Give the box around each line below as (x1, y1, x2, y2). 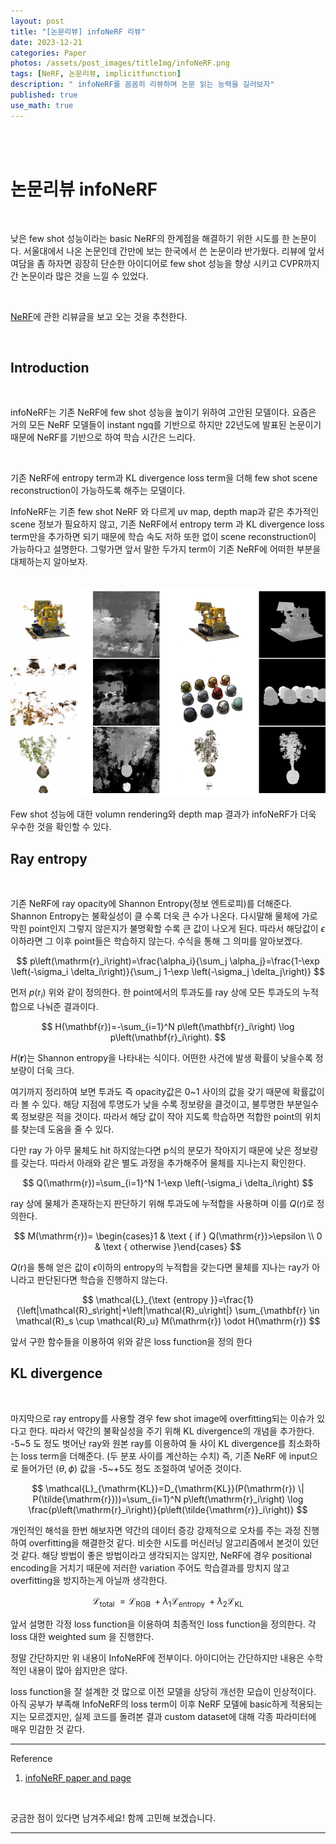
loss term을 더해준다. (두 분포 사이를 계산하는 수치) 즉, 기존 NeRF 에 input (20, 1450, 310, 1462)
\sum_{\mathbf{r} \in (234, 1304, 320, 1316)
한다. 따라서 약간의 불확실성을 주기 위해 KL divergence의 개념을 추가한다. (28, 1425, 315, 1437)
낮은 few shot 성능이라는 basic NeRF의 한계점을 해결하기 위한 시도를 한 (10, 232, 290, 244)
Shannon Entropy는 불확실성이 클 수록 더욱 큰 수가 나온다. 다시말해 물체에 (10, 910, 300, 922)
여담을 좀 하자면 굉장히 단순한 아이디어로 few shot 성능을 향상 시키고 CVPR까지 (10, 257, 320, 269)
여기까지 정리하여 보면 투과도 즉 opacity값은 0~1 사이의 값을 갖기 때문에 (10, 1085, 291, 1097)
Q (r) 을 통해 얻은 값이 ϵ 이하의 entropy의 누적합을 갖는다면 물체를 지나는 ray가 (10, 1261, 310, 1273)
